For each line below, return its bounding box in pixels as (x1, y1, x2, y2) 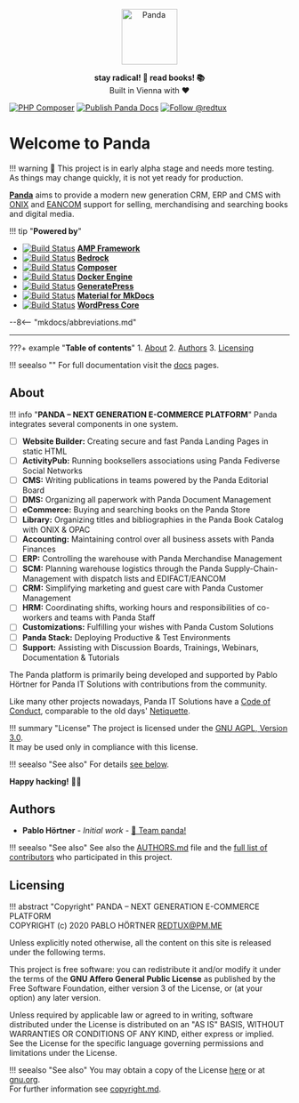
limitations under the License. (9, 1048, 117, 1059)
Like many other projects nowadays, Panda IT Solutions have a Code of (9, 696, 271, 706)
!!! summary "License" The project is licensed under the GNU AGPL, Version (9, 722, 288, 733)
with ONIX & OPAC (21, 525, 91, 535)
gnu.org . (9, 1075, 41, 1085)
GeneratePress (77, 280, 134, 291)
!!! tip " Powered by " (9, 225, 82, 236)
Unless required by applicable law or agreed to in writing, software (9, 1010, 254, 1020)
